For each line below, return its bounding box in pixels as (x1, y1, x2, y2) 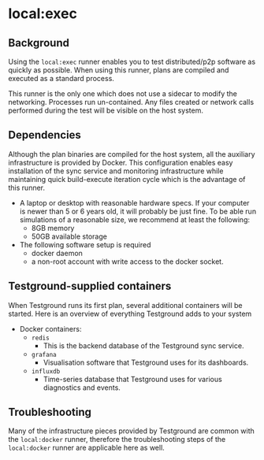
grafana (31, 351, 57, 358)
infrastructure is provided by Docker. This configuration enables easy (8, 158, 233, 167)
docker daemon (31, 248, 83, 258)
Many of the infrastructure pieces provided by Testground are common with (8, 426, 255, 436)
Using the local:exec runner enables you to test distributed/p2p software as (8, 57, 256, 66)
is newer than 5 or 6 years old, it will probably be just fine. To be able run (19, 206, 257, 216)
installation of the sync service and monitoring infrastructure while (8, 166, 224, 176)
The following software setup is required (19, 239, 151, 249)
